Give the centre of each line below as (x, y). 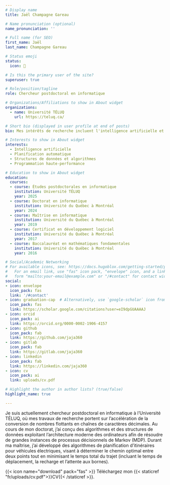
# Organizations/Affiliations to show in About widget (64, 103)
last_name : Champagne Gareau (36, 47)
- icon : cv (17, 371)
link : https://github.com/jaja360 (46, 338)
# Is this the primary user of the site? (50, 75)
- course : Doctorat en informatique (48, 201)
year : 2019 (26, 225)
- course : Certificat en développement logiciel (62, 230)
